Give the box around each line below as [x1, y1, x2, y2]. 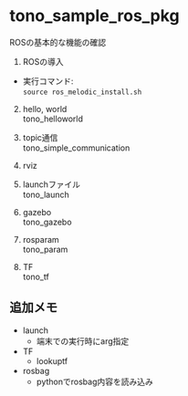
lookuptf [36, 355, 68, 366]
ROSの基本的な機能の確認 [9, 36, 107, 47]
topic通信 [22, 131, 58, 142]
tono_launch [22, 189, 70, 200]
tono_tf [22, 271, 50, 282]
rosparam [22, 234, 59, 245]
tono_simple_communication [22, 142, 131, 153]
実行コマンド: [22, 75, 74, 87]
